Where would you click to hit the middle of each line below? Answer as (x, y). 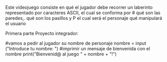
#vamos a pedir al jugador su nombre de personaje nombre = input (76, 43)
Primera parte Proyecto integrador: (42, 33)
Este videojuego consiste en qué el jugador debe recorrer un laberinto (79, 7)
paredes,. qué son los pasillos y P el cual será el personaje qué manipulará (84, 18)
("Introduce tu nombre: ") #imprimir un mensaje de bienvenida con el (78, 49)
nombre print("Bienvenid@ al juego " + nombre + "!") (61, 54)
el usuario (16, 23)
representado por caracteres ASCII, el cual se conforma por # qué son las (83, 13)
